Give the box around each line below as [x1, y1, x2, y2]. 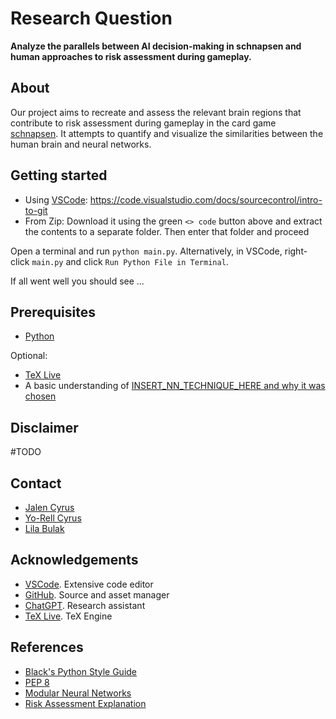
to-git [24, 204, 48, 216]
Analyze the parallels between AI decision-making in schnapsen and [10, 40, 302, 52]
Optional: [10, 350, 48, 362]
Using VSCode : [24, 193, 88, 206]
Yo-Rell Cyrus [24, 512, 82, 524]
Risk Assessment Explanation [24, 697, 147, 709]
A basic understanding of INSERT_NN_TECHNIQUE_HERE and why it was [24, 380, 326, 392]
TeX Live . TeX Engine [24, 610, 113, 622]
